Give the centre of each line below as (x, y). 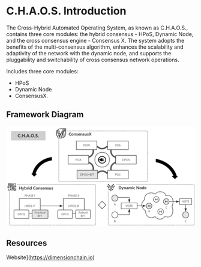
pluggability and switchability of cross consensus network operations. (93, 60)
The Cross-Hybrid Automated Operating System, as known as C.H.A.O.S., (97, 28)
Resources (27, 243)
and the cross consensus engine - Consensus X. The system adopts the (95, 40)
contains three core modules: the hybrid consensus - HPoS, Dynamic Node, (100, 34)
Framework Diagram (45, 115)
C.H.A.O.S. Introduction (66, 11)
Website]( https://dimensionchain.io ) (50, 257)
